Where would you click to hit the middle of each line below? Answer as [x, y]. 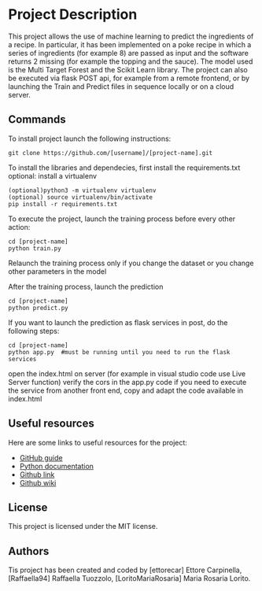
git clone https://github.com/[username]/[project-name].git [111, 153]
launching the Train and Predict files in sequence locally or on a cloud [121, 86]
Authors [29, 551]
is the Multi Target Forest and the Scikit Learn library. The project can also [128, 69]
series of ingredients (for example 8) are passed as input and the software [129, 53]
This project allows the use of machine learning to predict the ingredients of [131, 36]
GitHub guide [41, 457]
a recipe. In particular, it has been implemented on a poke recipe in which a [130, 44]
